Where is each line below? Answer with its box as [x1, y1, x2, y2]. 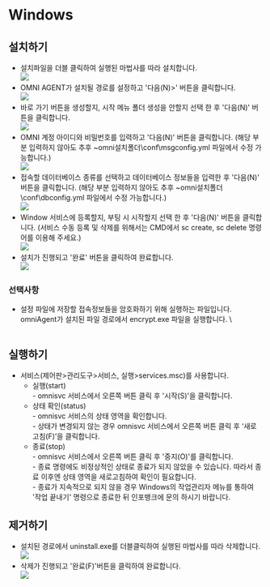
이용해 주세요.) [35, 233, 82, 242]
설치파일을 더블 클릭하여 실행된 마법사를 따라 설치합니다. [19, 63, 198, 72]
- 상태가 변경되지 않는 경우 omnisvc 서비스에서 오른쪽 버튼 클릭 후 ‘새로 [32, 422, 257, 431]
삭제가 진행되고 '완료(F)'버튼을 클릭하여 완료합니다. [19, 561, 181, 571]
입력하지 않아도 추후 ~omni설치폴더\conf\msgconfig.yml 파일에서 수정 [28, 143, 254, 152]
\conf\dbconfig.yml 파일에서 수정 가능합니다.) [19, 193, 167, 202]
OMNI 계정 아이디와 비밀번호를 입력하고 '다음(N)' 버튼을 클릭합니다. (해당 [19, 132, 251, 142]
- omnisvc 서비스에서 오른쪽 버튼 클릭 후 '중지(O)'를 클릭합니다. [32, 452, 234, 461]
